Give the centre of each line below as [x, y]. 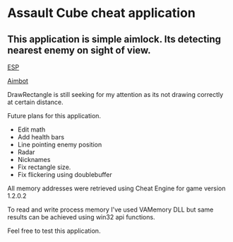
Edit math [31, 129]
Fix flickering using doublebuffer [65, 174]
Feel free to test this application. [54, 231]
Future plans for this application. [54, 116]
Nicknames [34, 160]
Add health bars [41, 137]
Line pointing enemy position [60, 144]
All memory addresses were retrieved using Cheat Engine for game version [116, 188]
